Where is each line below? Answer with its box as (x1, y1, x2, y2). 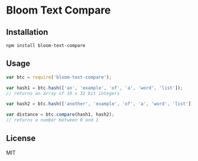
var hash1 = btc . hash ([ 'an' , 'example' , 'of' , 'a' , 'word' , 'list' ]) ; (6, 85, 183, 91)
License (6, 133, 36, 143)
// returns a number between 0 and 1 (6, 117, 99, 123)
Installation (6, 27, 48, 37)
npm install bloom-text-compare (6, 42, 85, 48)
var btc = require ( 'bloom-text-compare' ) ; (6, 74, 112, 80)
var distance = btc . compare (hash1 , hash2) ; (6, 111, 115, 118)
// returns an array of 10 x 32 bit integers (6, 90, 120, 96)
